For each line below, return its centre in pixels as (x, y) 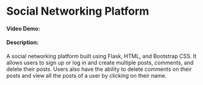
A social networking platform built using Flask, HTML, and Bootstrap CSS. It (102, 56)
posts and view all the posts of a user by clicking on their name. (87, 75)
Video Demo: (23, 28)
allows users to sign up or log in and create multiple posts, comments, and (100, 62)
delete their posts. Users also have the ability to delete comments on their (99, 69)
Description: (22, 42)
